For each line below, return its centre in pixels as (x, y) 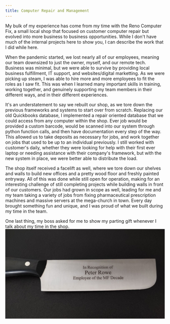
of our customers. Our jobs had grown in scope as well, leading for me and (83, 189)
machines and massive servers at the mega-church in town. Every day (79, 200)
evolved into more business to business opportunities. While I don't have (81, 36)
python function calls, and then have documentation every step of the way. (83, 131)
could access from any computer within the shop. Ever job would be (76, 120)
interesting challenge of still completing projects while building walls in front (84, 184)
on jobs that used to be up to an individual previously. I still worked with (80, 142)
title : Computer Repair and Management (47, 11)
